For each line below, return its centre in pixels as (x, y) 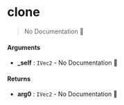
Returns (19, 79)
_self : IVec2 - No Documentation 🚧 (67, 63)
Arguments (24, 47)
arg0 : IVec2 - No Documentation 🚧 (67, 94)
